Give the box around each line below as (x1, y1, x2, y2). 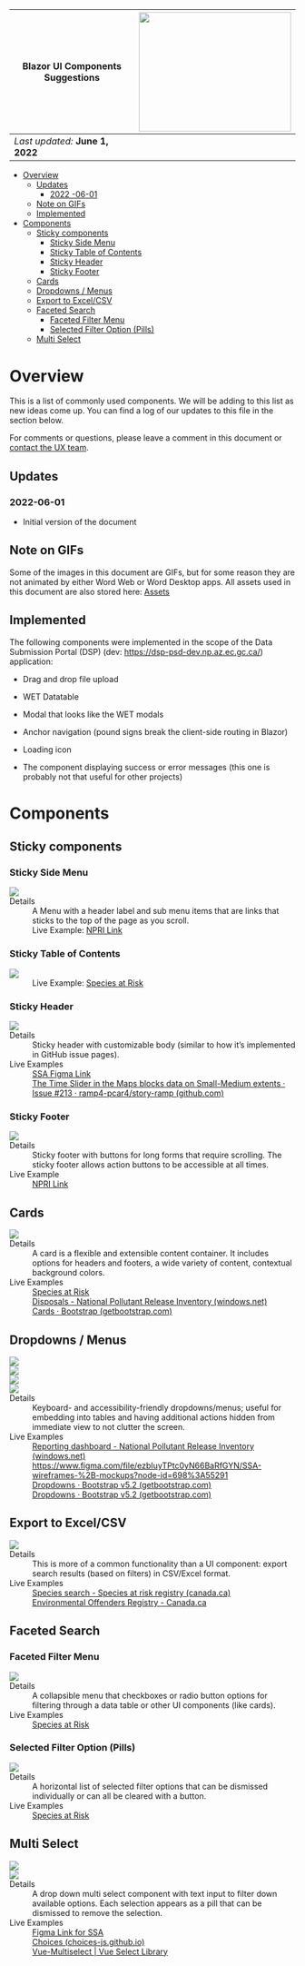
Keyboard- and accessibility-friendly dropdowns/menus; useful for (32, 1403, 282, 1413)
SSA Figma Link (32, 1068, 92, 1079)
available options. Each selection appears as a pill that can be (32, 1898, 262, 1909)
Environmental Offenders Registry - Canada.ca (32, 1596, 207, 1607)
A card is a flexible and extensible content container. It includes (32, 1248, 270, 1259)
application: (9, 656, 54, 667)
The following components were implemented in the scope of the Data (9, 636, 273, 648)
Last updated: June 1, (14, 135, 109, 148)
